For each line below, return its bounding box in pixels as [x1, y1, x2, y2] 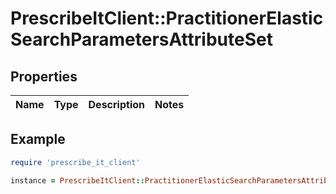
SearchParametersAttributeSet [10, 28, 273, 51]
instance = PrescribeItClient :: [10, 175, 145, 186]
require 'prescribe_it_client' [10, 157, 141, 167]
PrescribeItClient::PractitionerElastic [10, 7, 324, 30]
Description [88, 98, 145, 111]
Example [10, 131, 66, 148]
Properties [10, 68, 78, 85]
